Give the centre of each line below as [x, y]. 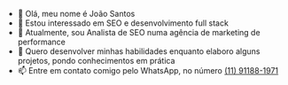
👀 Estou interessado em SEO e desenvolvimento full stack [123, 23]
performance [42, 42]
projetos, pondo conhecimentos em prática [96, 61]
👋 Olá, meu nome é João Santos [76, 14]
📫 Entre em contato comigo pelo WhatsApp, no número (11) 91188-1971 [148, 70]
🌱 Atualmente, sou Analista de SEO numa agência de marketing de [139, 32]
